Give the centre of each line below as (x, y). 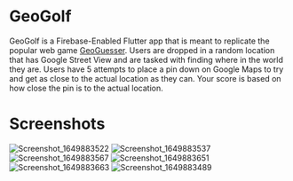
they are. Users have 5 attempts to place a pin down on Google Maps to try (146, 69)
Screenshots (57, 124)
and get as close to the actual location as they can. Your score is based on (145, 78)
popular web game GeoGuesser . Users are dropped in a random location (142, 50)
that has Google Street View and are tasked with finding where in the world (146, 59)
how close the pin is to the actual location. (87, 88)
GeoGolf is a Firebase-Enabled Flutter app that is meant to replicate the (139, 41)
